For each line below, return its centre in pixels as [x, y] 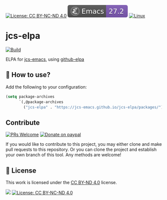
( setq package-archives [30, 97]
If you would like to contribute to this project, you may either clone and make [84, 144]
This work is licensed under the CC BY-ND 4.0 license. [61, 182]
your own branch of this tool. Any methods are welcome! [63, 155]
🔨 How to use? [28, 75]
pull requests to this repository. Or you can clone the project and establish [81, 150]
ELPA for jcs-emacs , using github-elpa [45, 59]
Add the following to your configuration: [46, 87]
